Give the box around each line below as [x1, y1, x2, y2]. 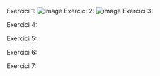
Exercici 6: [6, 48, 38, 56]
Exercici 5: [6, 34, 37, 43]
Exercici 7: [6, 62, 37, 70]
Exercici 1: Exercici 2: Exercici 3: [6, 7, 154, 15]
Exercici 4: [6, 21, 38, 28]
